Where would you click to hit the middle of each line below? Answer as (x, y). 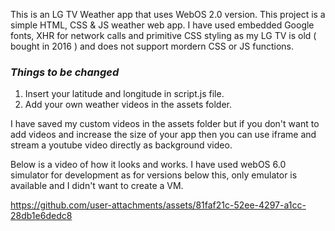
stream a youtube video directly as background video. (121, 145)
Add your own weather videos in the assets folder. (128, 105)
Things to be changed (65, 72)
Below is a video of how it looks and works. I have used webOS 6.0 (148, 165)
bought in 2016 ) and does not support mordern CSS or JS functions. (152, 46)
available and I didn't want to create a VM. (97, 186)
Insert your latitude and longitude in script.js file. (124, 94)
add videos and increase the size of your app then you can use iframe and (163, 135)
